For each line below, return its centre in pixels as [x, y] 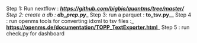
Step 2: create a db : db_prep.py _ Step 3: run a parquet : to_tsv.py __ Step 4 [99, 15]
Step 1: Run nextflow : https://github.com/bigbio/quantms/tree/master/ [95, 9]
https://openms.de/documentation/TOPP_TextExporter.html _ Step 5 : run [98, 27]
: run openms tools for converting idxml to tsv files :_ [70, 21]
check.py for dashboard [35, 34]
